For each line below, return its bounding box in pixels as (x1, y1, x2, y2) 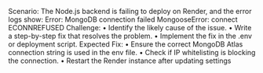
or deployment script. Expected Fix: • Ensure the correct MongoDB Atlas (8, 40, 243, 49)
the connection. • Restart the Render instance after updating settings (8, 56, 232, 65)
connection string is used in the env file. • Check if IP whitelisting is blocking (8, 48, 256, 57)
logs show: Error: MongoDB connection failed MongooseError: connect (8, 15, 238, 24)
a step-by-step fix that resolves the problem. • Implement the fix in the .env (8, 31, 253, 40)
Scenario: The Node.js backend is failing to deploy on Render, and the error (8, 7, 252, 16)
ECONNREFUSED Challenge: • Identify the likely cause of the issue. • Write (8, 23, 252, 32)
